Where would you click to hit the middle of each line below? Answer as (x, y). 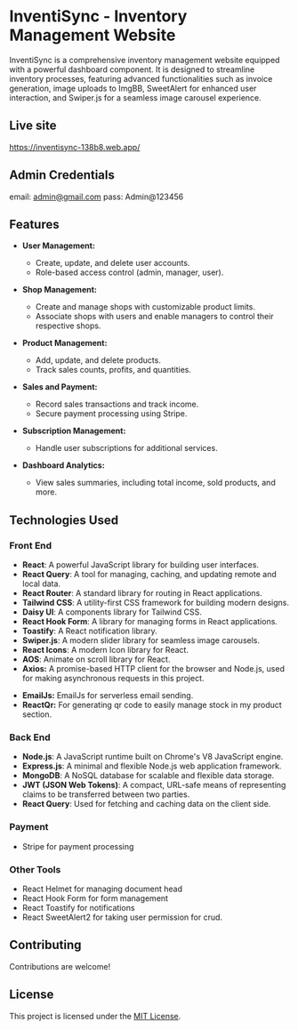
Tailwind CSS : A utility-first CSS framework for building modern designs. (156, 603)
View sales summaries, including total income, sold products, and (155, 483)
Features (34, 224)
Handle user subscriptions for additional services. (126, 448)
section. (37, 714)
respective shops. (68, 326)
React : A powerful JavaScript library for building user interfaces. (141, 565)
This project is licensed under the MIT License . (95, 1016)
